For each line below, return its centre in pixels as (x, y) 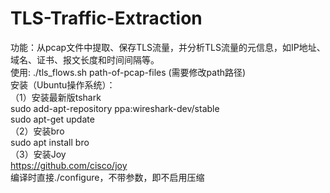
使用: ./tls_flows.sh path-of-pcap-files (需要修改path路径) (128, 72)
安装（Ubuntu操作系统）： (63, 84)
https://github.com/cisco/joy (69, 165)
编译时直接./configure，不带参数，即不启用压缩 (107, 177)
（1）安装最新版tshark (56, 97)
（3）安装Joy (38, 154)
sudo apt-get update (52, 119)
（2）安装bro (37, 131)
